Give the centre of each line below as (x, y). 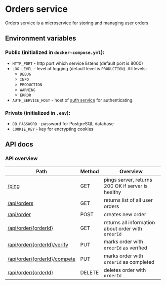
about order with (123, 229)
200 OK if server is (126, 186)
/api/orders (21, 203)
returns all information (129, 222)
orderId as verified (125, 247)
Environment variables (41, 38)
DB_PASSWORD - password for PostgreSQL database (63, 123)
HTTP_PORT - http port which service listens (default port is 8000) (78, 63)
